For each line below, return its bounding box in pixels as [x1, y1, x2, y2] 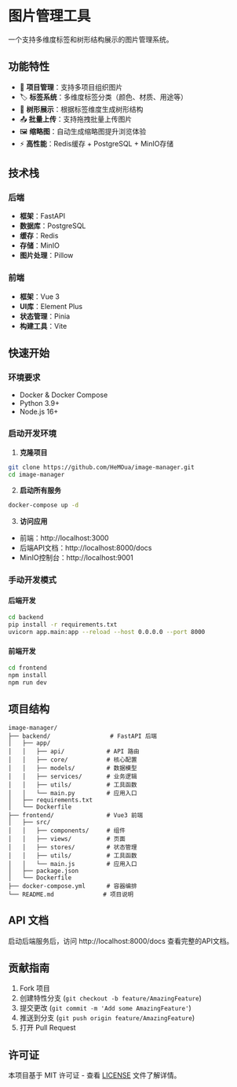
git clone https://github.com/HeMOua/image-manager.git [8, 463, 195, 471]
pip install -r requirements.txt [8, 621, 118, 629]
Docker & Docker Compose [19, 390, 108, 400]
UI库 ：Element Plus [19, 301, 83, 311]
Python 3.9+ [19, 399, 60, 408]
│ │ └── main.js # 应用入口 [8, 860, 137, 868]
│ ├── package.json [8, 867, 79, 875]
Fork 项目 [19, 984, 51, 993]
